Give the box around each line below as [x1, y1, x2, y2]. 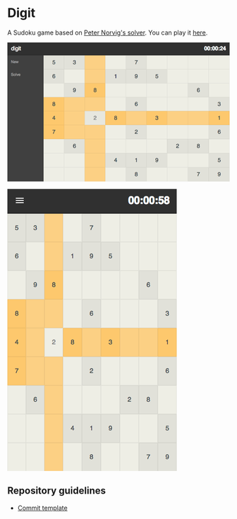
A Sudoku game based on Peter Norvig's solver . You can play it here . [7, 28, 208, 37]
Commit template [17, 503, 68, 512]
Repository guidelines [7, 485, 106, 497]
